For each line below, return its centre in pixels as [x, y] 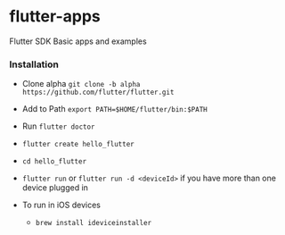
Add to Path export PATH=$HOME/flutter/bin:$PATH [114, 109]
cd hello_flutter [54, 162]
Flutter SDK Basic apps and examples [78, 41]
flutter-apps [55, 17]
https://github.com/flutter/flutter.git [98, 92]
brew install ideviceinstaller [94, 223]
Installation [34, 64]
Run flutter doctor [58, 126]
